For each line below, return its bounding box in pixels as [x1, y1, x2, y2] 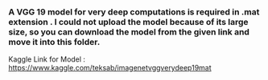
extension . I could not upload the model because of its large [8, 16, 249, 27]
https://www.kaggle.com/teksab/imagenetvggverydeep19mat [8, 63, 212, 73]
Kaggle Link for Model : [8, 54, 86, 64]
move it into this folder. [8, 36, 101, 47]
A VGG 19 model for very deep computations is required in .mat [8, 6, 260, 18]
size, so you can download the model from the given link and [8, 26, 249, 38]
